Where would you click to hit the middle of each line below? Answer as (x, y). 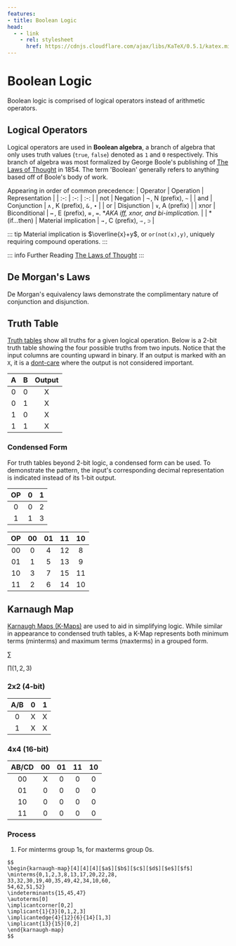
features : (22, 14)
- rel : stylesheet (47, 40)
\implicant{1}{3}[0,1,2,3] (47, 912)
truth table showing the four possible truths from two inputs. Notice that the (117, 348)
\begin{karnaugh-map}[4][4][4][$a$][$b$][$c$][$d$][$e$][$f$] (100, 869)
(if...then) (20, 220)
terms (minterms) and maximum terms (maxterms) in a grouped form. (108, 641)
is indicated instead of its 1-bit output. (62, 478)
